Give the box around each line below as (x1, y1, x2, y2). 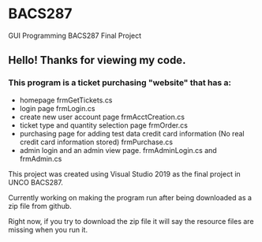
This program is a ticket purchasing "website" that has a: (8, 77, 231, 88)
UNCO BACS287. (8, 177, 63, 187)
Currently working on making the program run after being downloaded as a (8, 192, 253, 202)
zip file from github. (8, 201, 73, 210)
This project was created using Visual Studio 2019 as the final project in (8, 169, 241, 178)
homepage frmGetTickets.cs (19, 95, 113, 105)
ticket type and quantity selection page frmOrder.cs (19, 120, 188, 130)
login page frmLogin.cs (19, 103, 95, 113)
